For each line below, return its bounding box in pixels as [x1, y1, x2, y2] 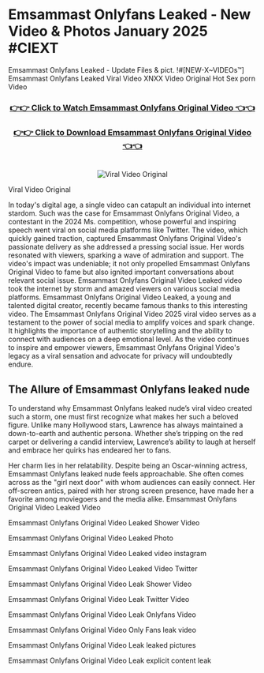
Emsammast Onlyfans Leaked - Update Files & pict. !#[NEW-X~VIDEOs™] [8, 65, 244, 74]
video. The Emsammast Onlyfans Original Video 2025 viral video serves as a [8, 310, 257, 319]
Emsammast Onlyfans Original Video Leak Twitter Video [8, 594, 190, 603]
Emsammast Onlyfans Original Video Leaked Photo [8, 533, 173, 543]
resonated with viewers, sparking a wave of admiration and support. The [8, 250, 244, 260]
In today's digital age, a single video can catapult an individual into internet [8, 200, 251, 210]
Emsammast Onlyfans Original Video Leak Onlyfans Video [8, 610, 197, 619]
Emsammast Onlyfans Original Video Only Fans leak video [8, 625, 197, 634]
